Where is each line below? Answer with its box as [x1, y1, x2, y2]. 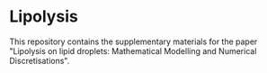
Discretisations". [9, 55, 70, 66]
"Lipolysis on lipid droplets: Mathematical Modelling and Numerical [9, 45, 257, 56]
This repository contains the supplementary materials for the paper [9, 36, 258, 47]
